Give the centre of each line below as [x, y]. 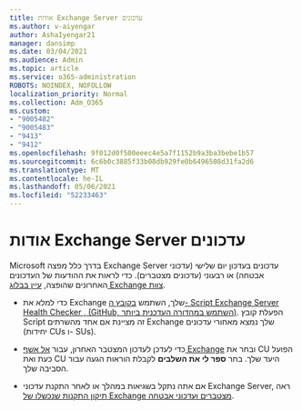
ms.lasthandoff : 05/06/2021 [63, 187]
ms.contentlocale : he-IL [56, 178]
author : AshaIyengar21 [52, 35]
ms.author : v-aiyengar [52, 26]
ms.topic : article [44, 69]
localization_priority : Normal [69, 94]
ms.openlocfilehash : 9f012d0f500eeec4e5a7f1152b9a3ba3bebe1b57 [132, 153]
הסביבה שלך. [45, 368]
